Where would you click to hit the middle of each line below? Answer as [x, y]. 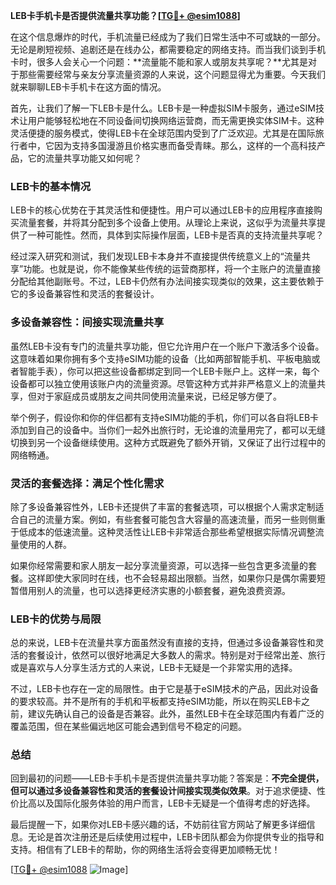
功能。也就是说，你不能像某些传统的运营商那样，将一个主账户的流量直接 [172, 269]
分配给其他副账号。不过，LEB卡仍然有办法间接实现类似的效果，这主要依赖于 [167, 281]
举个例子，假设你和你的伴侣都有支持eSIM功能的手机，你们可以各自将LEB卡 [165, 417]
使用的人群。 [45, 544]
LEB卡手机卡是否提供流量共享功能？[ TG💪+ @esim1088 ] [125, 15]
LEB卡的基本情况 [51, 186]
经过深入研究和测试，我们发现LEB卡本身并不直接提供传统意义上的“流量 [156, 256]
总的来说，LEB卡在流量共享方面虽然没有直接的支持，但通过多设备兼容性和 [163, 643]
